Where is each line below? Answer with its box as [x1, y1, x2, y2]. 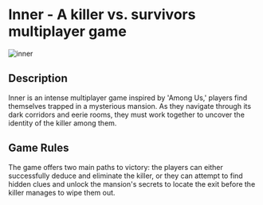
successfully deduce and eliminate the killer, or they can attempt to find [8, 171, 243, 180]
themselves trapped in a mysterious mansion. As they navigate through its [8, 101, 252, 110]
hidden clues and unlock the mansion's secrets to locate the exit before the [8, 179, 256, 188]
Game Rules [8, 141, 69, 155]
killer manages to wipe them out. [8, 188, 116, 197]
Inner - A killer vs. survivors [8, 6, 196, 24]
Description [8, 72, 68, 85]
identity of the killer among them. [8, 118, 117, 128]
